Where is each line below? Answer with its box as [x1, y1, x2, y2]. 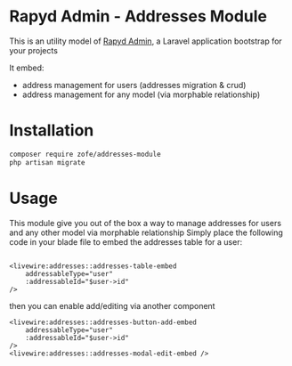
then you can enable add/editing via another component [9, 300, 215, 311]
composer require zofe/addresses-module [9, 150, 162, 159]
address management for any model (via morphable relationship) [21, 89, 261, 100]
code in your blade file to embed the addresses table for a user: [9, 236, 243, 247]
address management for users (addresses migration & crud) [21, 79, 247, 90]
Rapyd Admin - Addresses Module [9, 6, 268, 27]
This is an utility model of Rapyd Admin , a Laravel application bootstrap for [9, 36, 282, 46]
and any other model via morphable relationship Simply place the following [9, 227, 283, 238]
